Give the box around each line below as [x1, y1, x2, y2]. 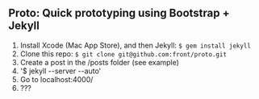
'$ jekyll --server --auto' [19, 66, 102, 76]
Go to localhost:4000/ [19, 74, 94, 84]
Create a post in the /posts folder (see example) [19, 57, 180, 67]
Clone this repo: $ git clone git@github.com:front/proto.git [19, 48, 228, 59]
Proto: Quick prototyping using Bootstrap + [8, 6, 230, 20]
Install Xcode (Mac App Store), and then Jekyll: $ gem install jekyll [19, 40, 252, 50]
